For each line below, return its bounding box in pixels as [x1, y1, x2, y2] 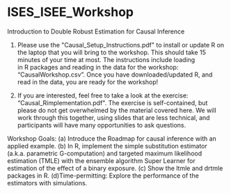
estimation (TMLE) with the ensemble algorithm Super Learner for [7, 156, 196, 164]
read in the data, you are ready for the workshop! [17, 77, 159, 86]
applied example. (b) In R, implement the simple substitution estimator [7, 141, 207, 150]
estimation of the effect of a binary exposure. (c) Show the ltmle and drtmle [7, 164, 223, 172]
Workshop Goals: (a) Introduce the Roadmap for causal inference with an [7, 134, 217, 143]
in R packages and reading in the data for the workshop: [17, 63, 179, 71]
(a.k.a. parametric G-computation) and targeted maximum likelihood [7, 149, 202, 157]
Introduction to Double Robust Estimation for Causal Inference [7, 27, 185, 36]
